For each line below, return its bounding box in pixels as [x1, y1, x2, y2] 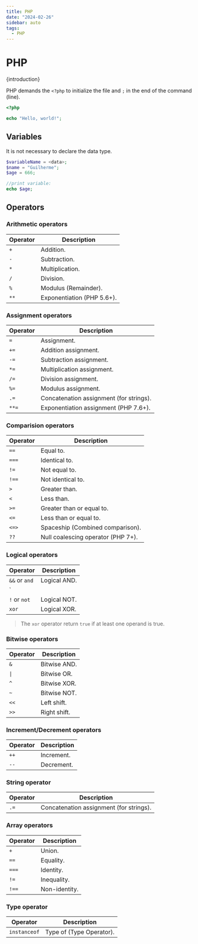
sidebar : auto [6, 20, 41, 25]
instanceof [9, 929, 40, 936]
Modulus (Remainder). [40, 284, 103, 292]
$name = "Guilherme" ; [6, 164, 60, 170]
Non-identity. [40, 885, 79, 893]
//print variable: [6, 181, 51, 187]
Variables [6, 132, 43, 142]
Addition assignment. [40, 346, 99, 354]
